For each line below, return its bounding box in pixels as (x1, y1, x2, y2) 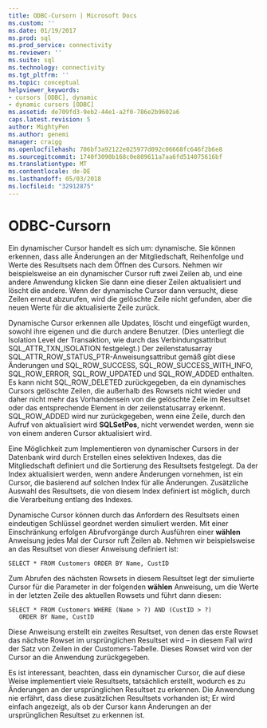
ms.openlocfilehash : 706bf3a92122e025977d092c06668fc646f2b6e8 (8, 145, 223, 153)
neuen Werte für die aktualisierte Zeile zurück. (8, 303, 161, 312)
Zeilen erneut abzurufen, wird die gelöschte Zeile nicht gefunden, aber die (8, 294, 253, 303)
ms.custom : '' (8, 19, 56, 27)
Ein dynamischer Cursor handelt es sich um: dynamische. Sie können (8, 243, 236, 252)
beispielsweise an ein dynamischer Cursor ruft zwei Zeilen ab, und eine (8, 268, 243, 278)
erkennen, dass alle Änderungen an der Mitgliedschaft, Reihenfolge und (8, 251, 245, 261)
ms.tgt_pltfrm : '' (8, 71, 69, 79)
